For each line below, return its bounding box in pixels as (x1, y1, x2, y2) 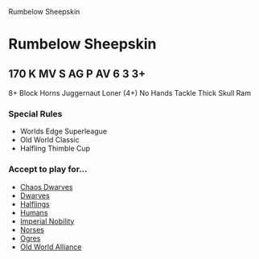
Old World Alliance (19, 241, 82, 252)
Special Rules (8, 108, 63, 119)
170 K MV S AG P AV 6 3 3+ (8, 67, 146, 80)
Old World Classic (19, 135, 80, 145)
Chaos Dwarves (19, 182, 73, 191)
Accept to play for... (8, 164, 88, 175)
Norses (19, 224, 44, 234)
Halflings (19, 199, 50, 208)
